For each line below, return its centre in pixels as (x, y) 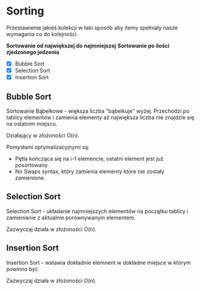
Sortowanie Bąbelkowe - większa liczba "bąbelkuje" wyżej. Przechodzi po (98, 111)
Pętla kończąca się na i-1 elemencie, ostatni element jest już (89, 159)
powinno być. (23, 269)
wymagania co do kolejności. (42, 34)
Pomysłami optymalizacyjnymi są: (48, 147)
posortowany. (32, 165)
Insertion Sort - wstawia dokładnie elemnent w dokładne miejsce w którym (98, 262)
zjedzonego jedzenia (33, 52)
